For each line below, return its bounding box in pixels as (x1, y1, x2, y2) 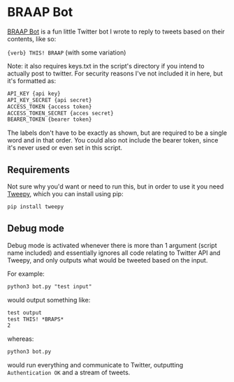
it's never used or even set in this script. (7, 144, 123, 152)
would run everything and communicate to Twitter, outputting (7, 361, 184, 369)
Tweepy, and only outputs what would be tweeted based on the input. (7, 256, 208, 264)
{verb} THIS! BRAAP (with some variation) (7, 48, 126, 57)
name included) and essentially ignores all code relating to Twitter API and (7, 249, 221, 257)
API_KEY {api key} (7, 90, 61, 97)
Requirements (7, 163, 70, 175)
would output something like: (7, 295, 91, 304)
